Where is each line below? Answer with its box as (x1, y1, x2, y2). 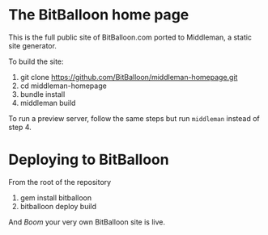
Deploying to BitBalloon (8, 151, 169, 169)
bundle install (19, 89, 66, 99)
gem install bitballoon (19, 192, 91, 203)
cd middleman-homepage (19, 81, 107, 90)
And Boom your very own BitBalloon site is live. (8, 216, 166, 227)
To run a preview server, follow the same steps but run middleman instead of (8, 113, 261, 123)
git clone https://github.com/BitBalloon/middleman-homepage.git (19, 72, 238, 82)
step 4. (8, 122, 32, 132)
